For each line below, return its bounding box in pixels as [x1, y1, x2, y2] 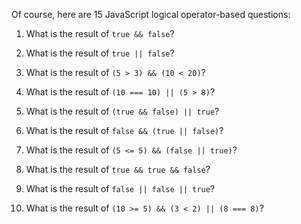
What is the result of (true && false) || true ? [25, 105, 220, 117]
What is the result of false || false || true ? [25, 183, 216, 194]
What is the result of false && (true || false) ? [25, 125, 224, 136]
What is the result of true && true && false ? [25, 164, 211, 175]
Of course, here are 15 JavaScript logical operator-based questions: [11, 9, 291, 20]
